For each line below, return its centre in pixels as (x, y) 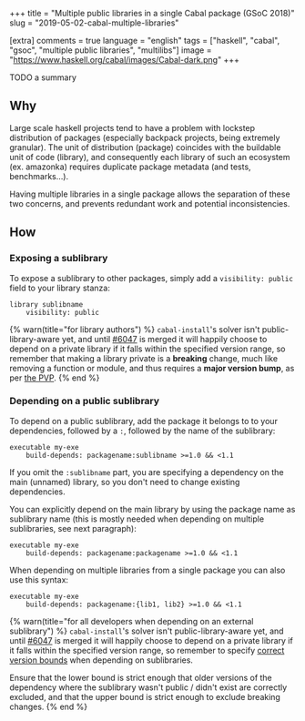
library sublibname (46, 304)
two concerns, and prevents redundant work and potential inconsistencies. (150, 203)
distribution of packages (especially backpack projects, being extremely (145, 137)
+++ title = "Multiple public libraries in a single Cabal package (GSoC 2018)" (152, 13)
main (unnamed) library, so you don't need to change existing (125, 482)
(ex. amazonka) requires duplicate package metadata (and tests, (131, 167)
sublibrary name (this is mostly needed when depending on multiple (137, 519)
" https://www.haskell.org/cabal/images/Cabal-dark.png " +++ (124, 60)
